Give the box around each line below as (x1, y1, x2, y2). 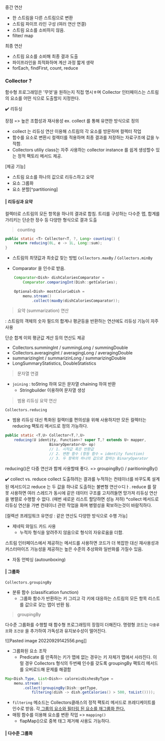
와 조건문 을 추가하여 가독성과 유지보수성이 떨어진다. (8, 627, 107, 633)
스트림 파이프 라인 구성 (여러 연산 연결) (12, 21, 87, 27)
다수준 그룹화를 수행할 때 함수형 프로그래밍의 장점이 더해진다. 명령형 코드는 (5, 622, 149, 627)
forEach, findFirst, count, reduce (12, 65, 78, 71)
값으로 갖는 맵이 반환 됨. (25, 601, 71, 607)
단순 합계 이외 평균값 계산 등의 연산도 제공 (5, 335, 85, 341)
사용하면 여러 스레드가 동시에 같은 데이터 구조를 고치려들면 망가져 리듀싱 (10, 490, 149, 496)
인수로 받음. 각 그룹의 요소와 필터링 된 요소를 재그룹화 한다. (12, 705, 126, 712)
